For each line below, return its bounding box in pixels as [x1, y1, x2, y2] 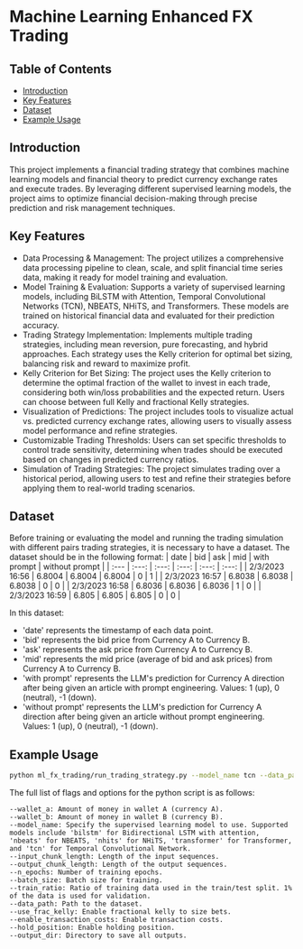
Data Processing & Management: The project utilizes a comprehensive [22, 253, 284, 263]
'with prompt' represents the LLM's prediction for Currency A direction [22, 673, 285, 684]
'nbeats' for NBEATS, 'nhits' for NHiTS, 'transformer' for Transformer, [9, 836, 293, 845]
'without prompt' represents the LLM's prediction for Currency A [22, 702, 262, 713]
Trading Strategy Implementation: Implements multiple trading [22, 329, 252, 340]
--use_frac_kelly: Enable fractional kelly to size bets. [9, 908, 232, 917]
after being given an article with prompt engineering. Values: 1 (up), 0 [22, 683, 280, 694]
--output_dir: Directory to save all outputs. [9, 931, 188, 940]
